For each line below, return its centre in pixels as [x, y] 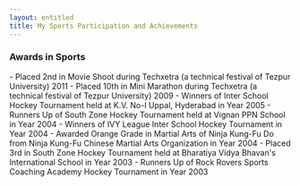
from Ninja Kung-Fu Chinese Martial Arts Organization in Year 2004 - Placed [150, 143]
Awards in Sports [47, 57]
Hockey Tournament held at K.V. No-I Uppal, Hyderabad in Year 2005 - [140, 105]
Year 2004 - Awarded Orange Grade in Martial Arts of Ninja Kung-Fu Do [142, 133]
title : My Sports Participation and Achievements [104, 26]
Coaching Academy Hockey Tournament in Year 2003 [109, 172]
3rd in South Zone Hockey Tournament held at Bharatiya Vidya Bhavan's [142, 152]
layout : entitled [42, 17]
